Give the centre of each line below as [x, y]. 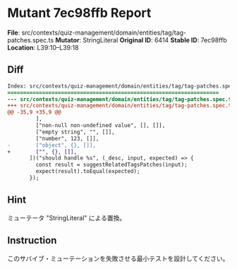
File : [14, 32]
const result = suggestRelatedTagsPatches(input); [112, 165]
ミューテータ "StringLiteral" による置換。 [67, 217]
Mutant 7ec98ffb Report [79, 13]
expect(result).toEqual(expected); [88, 172]
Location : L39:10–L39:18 [43, 47]
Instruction [32, 240]
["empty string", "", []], [75, 132]
